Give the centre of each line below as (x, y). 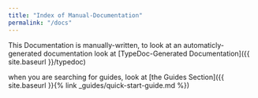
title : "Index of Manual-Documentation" (76, 15)
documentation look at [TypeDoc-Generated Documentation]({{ (146, 53)
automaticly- (204, 45)
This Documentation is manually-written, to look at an (95, 45)
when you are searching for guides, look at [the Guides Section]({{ (116, 77)
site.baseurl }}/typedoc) (47, 62)
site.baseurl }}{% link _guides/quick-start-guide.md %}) (99, 85)
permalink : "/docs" (40, 23)
